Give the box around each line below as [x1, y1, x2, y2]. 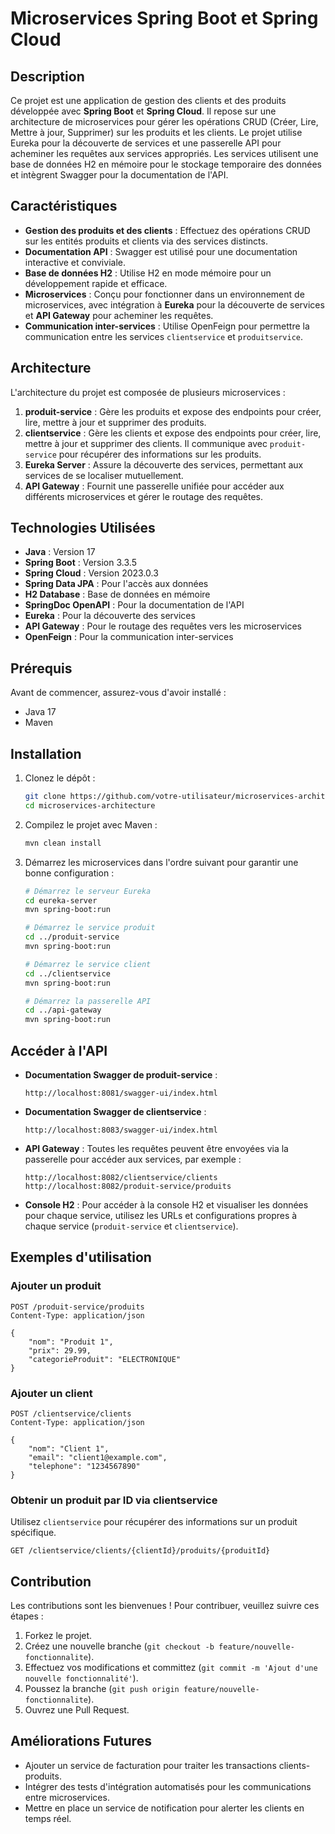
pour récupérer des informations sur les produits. [58, 448, 262, 460]
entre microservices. [24, 1791, 110, 1803]
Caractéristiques [10, 198, 118, 215]
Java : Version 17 [24, 546, 96, 558]
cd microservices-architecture [24, 800, 156, 811]
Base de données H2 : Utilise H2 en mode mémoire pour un [24, 267, 272, 279]
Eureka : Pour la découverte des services [24, 610, 196, 622]
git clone [24, 792, 67, 802]
